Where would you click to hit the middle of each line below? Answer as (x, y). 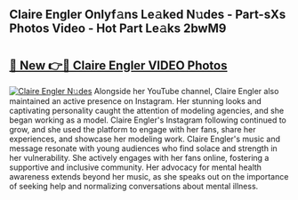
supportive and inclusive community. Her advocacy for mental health (136, 167)
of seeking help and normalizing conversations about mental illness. (134, 186)
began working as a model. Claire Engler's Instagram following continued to (148, 120)
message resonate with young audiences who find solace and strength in (143, 148)
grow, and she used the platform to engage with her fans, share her (133, 129)
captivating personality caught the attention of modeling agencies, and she (147, 111)
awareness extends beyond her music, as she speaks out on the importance (149, 176)
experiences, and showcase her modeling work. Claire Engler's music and (145, 139)
